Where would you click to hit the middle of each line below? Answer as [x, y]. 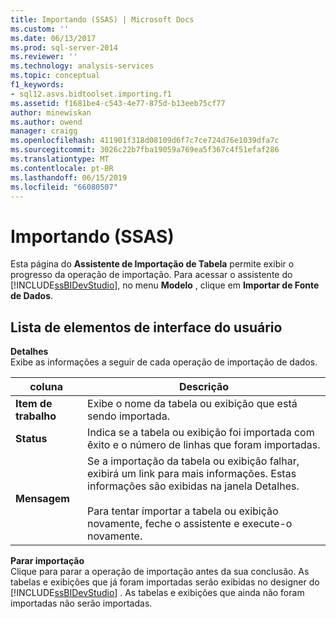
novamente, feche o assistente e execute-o [190, 524]
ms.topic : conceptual [55, 76]
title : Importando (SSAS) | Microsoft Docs [102, 19]
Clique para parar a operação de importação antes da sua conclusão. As [160, 572]
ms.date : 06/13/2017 [53, 38]
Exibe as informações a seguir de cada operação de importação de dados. [164, 362]
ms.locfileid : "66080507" [64, 187]
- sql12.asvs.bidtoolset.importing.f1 [91, 94]
